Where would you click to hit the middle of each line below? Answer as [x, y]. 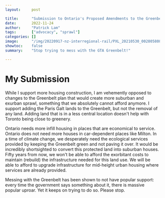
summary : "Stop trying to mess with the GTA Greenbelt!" [68, 50]
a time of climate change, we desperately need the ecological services [77, 139]
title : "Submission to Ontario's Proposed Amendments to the [74, 18]
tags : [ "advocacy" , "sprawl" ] [42, 32]
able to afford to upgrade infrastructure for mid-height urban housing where [82, 165]
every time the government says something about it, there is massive [75, 185]
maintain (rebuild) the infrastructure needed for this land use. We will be [78, 160]
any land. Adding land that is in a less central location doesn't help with [77, 113]
